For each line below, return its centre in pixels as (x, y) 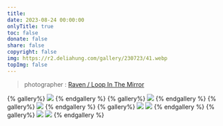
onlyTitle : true (30, 26)
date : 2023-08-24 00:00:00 (46, 20)
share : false (26, 45)
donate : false (28, 39)
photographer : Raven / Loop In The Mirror (84, 84)
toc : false (23, 33)
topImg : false (28, 65)
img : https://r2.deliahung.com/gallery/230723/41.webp (87, 59)
